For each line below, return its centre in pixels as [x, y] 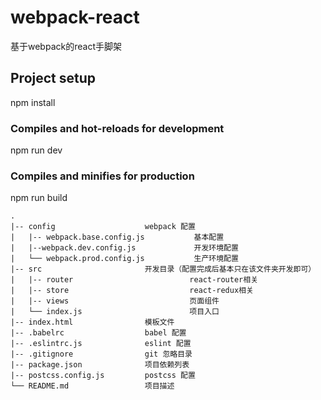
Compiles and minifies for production [102, 176]
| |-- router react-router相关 [134, 280]
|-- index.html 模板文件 [92, 322]
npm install [33, 102]
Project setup [53, 78]
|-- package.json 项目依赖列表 [100, 365]
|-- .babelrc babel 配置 [98, 333]
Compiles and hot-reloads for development [117, 128]
